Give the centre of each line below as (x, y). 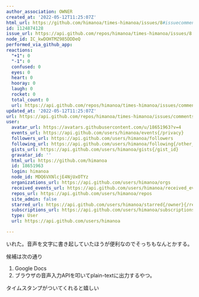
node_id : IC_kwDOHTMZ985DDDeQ (44, 39)
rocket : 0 (23, 94)
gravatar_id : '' (31, 155)
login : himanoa (30, 172)
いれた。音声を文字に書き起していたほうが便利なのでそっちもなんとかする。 (99, 244)
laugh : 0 (22, 89)
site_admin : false (34, 199)
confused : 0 (26, 67)
